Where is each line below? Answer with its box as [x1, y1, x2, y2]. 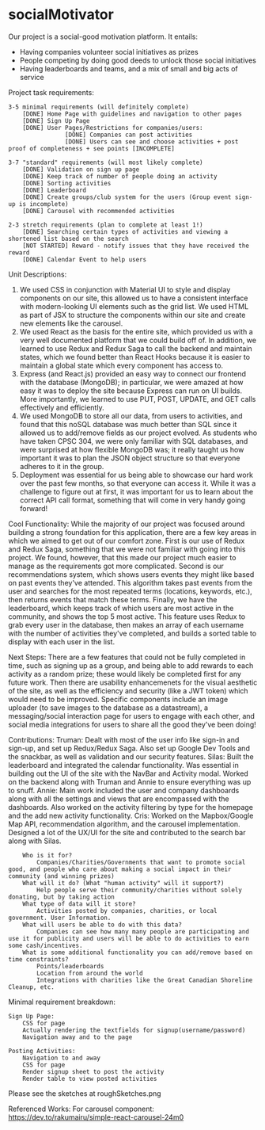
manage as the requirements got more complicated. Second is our [8, 561, 224, 571]
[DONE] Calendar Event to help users [22, 255, 147, 263]
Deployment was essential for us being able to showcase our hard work [19, 470, 253, 479]
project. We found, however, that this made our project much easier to [8, 552, 237, 562]
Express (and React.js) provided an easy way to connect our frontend [19, 368, 247, 378]
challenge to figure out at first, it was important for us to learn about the [19, 487, 254, 496]
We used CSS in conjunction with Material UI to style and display [19, 284, 231, 294]
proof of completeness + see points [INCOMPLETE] [8, 144, 176, 152]
